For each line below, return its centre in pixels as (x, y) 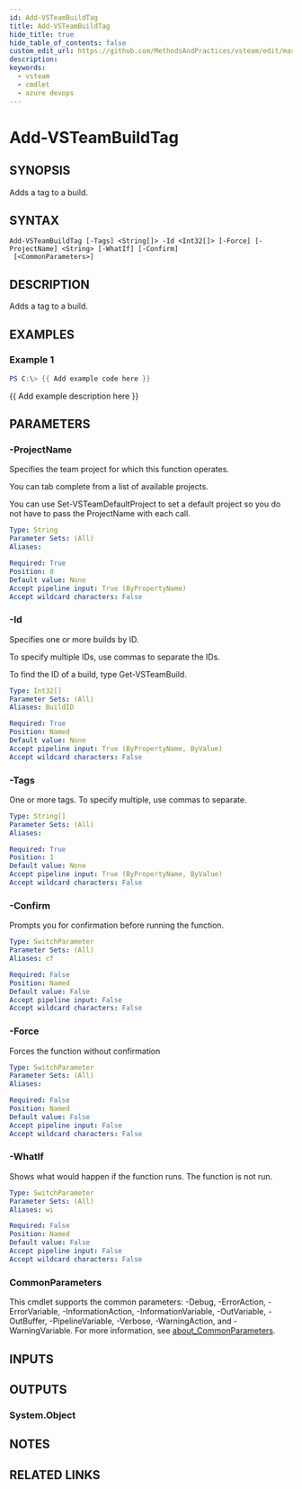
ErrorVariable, (35, 1312)
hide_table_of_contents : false (68, 43)
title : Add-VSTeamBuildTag (60, 26)
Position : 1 (31, 857)
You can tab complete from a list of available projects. (109, 487)
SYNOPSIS (40, 170)
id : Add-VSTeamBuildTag (54, 18)
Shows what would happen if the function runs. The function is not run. (141, 1176)
